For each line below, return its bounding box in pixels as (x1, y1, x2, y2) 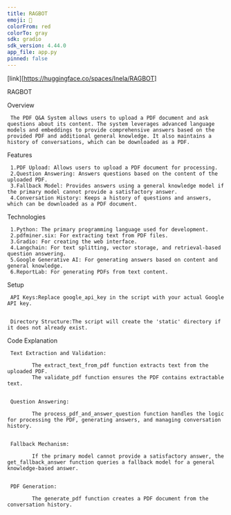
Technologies (7, 213, 46, 221)
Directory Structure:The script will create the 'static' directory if (10, 318, 221, 325)
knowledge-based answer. (7, 464, 79, 471)
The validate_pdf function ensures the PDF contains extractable (32, 374, 225, 381)
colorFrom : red (7, 23, 51, 30)
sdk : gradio (7, 36, 41, 43)
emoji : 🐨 (7, 17, 33, 24)
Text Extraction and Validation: (10, 350, 107, 356)
